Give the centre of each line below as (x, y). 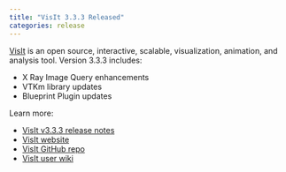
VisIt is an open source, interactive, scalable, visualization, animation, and (143, 50)
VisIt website (46, 139)
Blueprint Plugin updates (67, 96)
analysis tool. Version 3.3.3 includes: (76, 60)
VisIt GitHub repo (54, 149)
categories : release (47, 26)
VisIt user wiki (47, 158)
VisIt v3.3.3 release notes (68, 130)
